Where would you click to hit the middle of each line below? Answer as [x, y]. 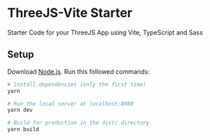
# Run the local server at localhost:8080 [70, 103]
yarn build [23, 129]
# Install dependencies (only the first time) [77, 84]
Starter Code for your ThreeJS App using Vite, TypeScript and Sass [105, 32]
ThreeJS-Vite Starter [70, 13]
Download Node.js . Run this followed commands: [79, 71]
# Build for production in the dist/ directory [79, 123]
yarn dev [20, 110]
